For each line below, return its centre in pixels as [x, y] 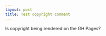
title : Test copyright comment [38, 14]
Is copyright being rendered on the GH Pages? [53, 28]
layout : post [19, 10]
